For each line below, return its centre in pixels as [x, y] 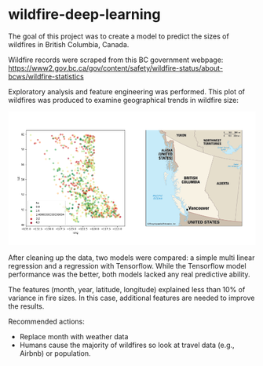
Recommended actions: [46, 322]
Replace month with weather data [74, 337]
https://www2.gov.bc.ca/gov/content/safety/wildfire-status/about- [116, 68]
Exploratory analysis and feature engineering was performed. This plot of [127, 91]
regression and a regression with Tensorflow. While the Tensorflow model [127, 266]
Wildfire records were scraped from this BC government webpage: [116, 60]
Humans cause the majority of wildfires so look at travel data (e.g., [127, 345]
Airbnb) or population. [55, 353]
